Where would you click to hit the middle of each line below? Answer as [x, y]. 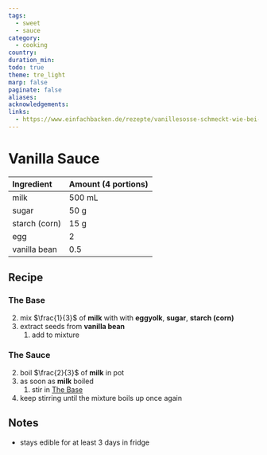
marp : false [28, 82]
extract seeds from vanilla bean [72, 326]
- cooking [31, 45]
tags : [17, 16]
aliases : [23, 97]
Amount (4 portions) [108, 184]
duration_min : [32, 61]
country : [23, 53]
